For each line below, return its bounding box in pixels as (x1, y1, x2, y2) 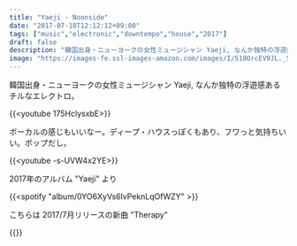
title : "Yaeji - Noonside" (9, 12, 109, 22)
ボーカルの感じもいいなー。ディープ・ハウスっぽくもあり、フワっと (9, 127, 256, 137)
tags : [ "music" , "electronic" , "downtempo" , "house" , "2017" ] (9, 29, 227, 38)
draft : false (9, 37, 57, 47)
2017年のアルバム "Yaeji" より (9, 173, 118, 184)
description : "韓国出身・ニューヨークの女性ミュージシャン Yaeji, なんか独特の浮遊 (9, 46, 287, 55)
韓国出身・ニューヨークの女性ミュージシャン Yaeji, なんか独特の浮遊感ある (9, 80, 281, 89)
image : (9, 54, 34, 63)
